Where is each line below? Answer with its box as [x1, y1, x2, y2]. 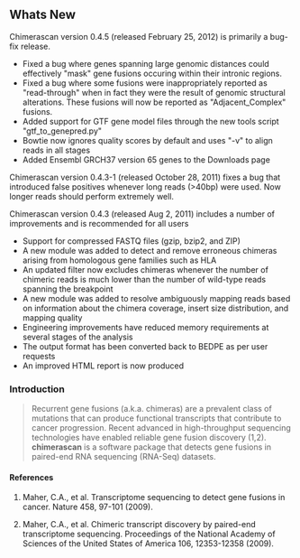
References [9, 471, 54, 482]
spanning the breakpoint [22, 284, 114, 294]
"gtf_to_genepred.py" [22, 126, 102, 136]
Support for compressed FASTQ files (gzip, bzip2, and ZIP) [22, 235, 241, 246]
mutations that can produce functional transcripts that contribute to [31, 413, 282, 423]
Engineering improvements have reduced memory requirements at [22, 321, 269, 332]
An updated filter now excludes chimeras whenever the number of [22, 264, 268, 274]
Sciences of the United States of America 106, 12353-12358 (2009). [22, 538, 275, 549]
